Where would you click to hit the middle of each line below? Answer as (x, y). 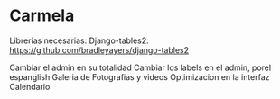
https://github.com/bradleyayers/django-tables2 (99, 49)
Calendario (30, 86)
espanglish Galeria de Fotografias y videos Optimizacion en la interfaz (140, 76)
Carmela (42, 16)
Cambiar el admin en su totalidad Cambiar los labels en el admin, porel (140, 67)
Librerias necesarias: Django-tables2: (79, 40)
